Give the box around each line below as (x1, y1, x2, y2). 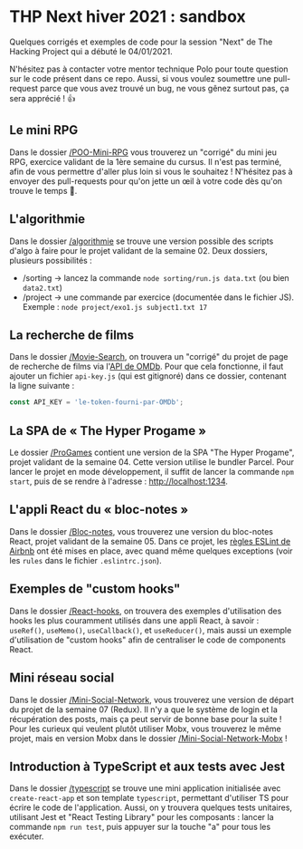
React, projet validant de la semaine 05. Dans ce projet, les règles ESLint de (9, 535, 291, 546)
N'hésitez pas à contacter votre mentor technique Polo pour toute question (9, 63, 289, 74)
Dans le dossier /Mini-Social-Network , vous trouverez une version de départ (9, 694, 294, 705)
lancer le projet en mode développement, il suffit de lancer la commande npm (9, 467, 294, 478)
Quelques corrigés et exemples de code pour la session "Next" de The (9, 36, 273, 47)
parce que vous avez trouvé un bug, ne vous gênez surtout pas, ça (40, 82, 289, 93)
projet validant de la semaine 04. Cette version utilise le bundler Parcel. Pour (9, 457, 294, 468)
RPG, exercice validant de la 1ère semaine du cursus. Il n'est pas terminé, (9, 156, 282, 167)
